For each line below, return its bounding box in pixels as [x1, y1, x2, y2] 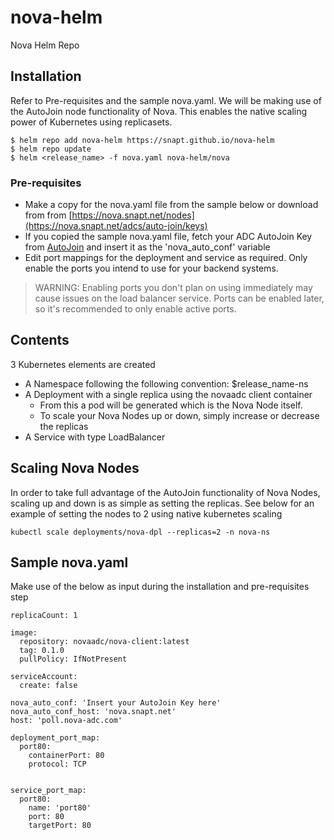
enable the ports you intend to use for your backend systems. [24, 262, 279, 275]
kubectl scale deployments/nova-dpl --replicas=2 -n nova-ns [10, 527, 271, 537]
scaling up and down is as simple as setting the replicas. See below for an [10, 497, 315, 509]
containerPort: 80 [28, 751, 105, 761]
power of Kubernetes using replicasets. [10, 116, 173, 128]
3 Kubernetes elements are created [10, 358, 156, 370]
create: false [19, 681, 78, 691]
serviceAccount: [10, 672, 78, 682]
